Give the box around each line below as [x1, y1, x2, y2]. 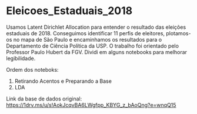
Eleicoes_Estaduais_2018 [6, 4, 133, 18]
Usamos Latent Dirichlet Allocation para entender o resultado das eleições [6, 24, 186, 31]
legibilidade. [6, 55, 36, 62]
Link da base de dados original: [6, 95, 82, 102]
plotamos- [165, 29, 191, 36]
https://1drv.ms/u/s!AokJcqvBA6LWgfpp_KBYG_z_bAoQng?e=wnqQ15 [6, 101, 176, 108]
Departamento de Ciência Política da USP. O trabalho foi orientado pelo [6, 42, 179, 49]
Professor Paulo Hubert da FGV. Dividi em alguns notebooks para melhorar [6, 48, 187, 55]
